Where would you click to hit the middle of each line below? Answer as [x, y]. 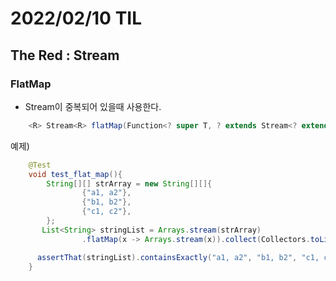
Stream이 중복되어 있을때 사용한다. [93, 106]
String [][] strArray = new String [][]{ [129, 183]
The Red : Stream [65, 55]
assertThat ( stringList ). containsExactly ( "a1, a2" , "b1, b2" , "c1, [178, 257]
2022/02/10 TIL [76, 18]
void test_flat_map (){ [75, 174]
